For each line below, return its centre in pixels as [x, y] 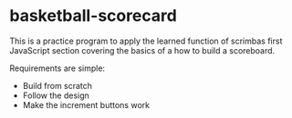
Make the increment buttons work [86, 104]
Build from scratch [57, 85]
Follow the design [56, 95]
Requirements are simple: [57, 68]
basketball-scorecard [94, 16]
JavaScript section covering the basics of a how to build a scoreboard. [142, 50]
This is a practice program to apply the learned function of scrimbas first [146, 41]
